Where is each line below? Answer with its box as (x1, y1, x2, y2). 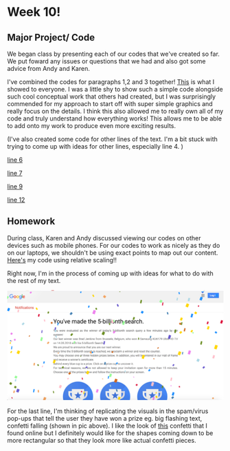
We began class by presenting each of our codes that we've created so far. (7, 50, 220, 58)
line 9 (7, 182, 23, 190)
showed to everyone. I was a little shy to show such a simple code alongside (7, 85, 223, 93)
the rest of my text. (7, 276, 61, 284)
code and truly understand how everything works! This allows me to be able (7, 114, 222, 123)
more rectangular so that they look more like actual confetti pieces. (7, 437, 197, 445)
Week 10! (7, 4, 61, 20)
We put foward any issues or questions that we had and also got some (7, 57, 206, 65)
